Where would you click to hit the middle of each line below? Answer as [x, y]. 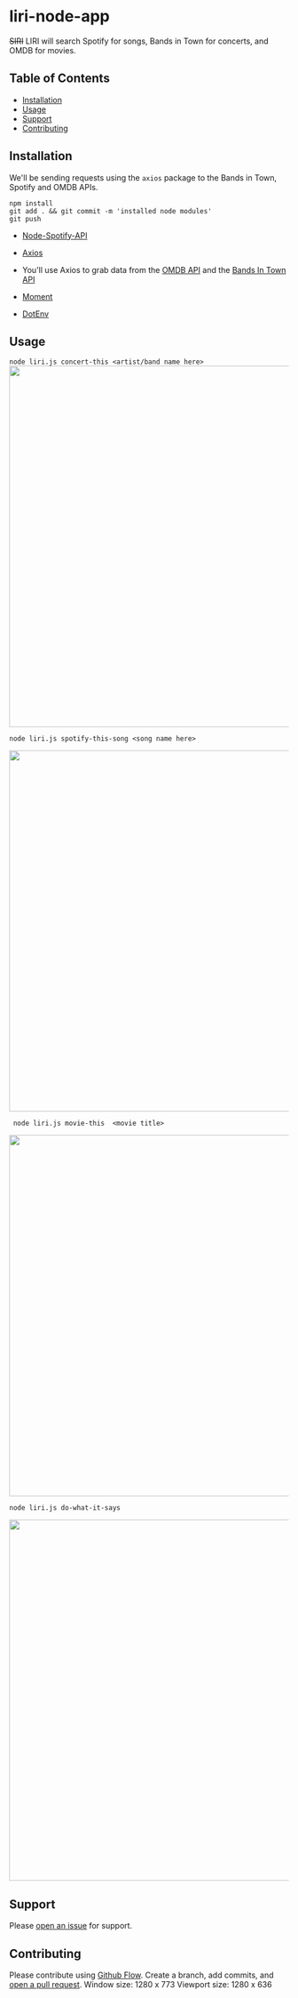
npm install [31, 203]
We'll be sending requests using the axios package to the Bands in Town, [143, 177]
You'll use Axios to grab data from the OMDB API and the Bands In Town [154, 269]
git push [25, 219]
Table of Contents [60, 79]
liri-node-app [59, 16]
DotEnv [35, 314]
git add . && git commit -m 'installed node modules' [111, 211]
